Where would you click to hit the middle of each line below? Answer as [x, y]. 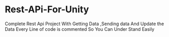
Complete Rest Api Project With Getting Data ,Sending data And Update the [85, 24]
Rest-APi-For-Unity [47, 10]
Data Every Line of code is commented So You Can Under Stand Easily [80, 29]
